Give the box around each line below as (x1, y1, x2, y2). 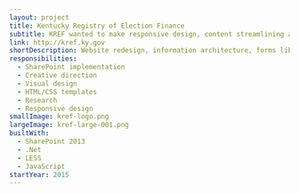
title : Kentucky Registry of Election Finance (9, 21, 185, 30)
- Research (17, 95, 58, 105)
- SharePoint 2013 (17, 137, 86, 146)
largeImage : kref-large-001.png (9, 121, 129, 130)
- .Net (17, 145, 42, 154)
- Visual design (17, 79, 77, 88)
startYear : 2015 (9, 170, 69, 179)
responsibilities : (9, 54, 77, 63)
